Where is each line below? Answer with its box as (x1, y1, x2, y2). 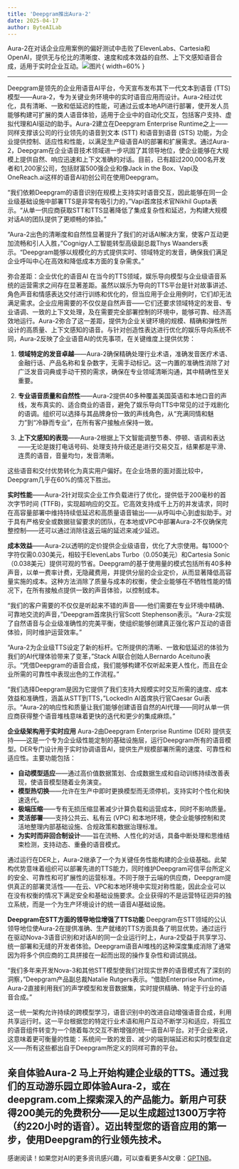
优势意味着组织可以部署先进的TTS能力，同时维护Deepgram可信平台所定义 (13, 864, 231, 873)
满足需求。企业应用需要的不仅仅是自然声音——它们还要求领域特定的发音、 (7, 299, 225, 308)
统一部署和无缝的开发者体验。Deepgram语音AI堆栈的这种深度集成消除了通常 (7, 942, 231, 951)
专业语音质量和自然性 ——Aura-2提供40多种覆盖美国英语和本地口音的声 (17, 392, 228, 400)
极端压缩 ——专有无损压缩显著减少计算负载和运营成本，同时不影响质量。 (17, 804, 230, 814)
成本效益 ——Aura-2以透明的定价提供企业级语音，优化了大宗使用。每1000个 (7, 542, 229, 550)
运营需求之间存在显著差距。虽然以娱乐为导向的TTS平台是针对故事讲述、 (19, 281, 232, 290)
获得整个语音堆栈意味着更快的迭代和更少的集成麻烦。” (19, 712, 176, 721)
